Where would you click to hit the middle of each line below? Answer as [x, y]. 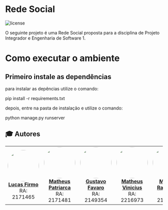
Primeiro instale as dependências [58, 77]
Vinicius [132, 187]
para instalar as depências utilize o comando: [52, 88]
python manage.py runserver [35, 117]
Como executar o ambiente [62, 58]
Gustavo [96, 181]
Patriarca [59, 187]
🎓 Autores [23, 134]
